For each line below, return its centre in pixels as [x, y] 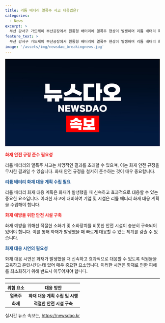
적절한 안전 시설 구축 [53, 304]
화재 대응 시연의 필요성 [27, 249]
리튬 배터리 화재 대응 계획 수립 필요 [38, 182]
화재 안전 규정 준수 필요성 [29, 155]
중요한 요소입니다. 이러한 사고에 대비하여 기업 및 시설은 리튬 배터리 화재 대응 [78, 198]
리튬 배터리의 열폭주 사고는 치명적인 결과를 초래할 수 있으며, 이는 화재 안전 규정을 [82, 165]
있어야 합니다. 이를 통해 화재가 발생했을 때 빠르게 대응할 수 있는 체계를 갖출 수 [79, 232]
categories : [17, 16]
